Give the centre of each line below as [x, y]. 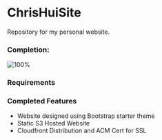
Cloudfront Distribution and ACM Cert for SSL [82, 131]
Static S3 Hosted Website [53, 123]
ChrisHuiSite [44, 13]
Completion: [28, 50]
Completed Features [42, 101]
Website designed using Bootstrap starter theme [86, 116]
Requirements [31, 83]
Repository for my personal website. [59, 32]
